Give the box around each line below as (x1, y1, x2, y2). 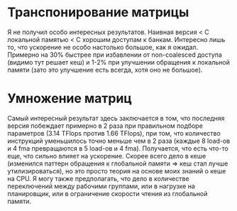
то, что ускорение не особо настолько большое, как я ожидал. (7, 43, 199, 51)
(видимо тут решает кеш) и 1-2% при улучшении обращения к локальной (7, 58, 231, 66)
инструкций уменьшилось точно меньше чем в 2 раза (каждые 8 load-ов (7, 136, 231, 145)
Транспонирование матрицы (7, 4, 189, 21)
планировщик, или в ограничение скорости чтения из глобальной (7, 189, 208, 198)
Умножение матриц (7, 90, 133, 107)
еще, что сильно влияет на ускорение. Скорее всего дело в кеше (7, 151, 206, 160)
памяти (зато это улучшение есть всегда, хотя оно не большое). (7, 65, 203, 74)
